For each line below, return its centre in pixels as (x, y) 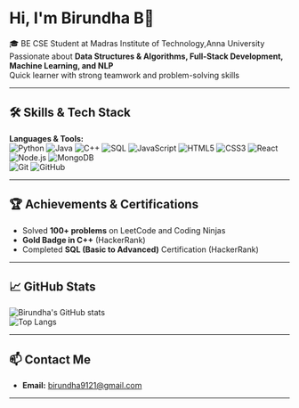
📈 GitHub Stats (53, 286)
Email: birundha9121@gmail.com (82, 386)
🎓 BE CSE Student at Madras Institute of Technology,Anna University (137, 43)
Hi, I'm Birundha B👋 (82, 18)
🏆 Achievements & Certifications (104, 204)
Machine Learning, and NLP (61, 65)
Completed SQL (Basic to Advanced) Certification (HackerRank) (141, 249)
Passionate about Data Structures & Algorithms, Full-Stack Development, (146, 56)
